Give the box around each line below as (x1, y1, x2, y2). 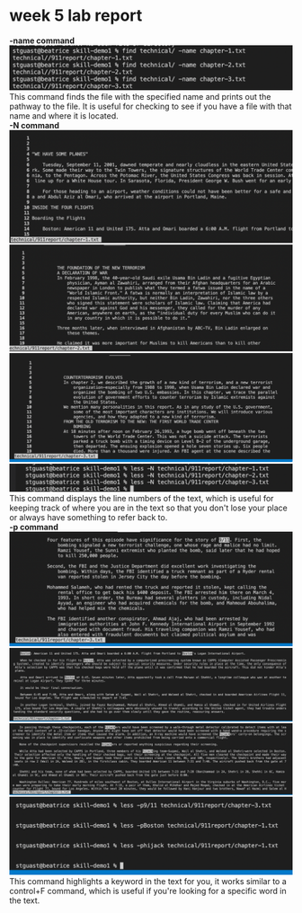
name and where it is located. (9, 110, 119, 121)
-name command (9, 35, 75, 46)
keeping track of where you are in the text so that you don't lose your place (9, 502, 288, 513)
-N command (9, 120, 60, 130)
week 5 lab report (9, 5, 143, 26)
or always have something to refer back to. (9, 511, 168, 522)
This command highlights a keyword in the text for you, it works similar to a (9, 876, 288, 887)
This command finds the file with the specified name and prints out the (9, 91, 271, 102)
